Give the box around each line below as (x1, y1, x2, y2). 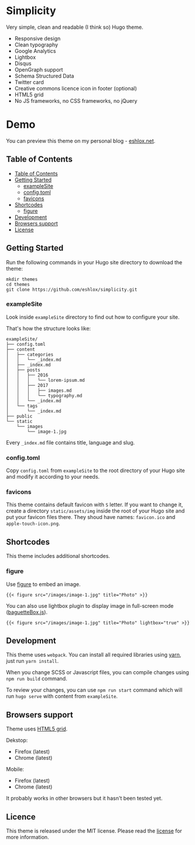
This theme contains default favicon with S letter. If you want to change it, (6, 501, 183, 509)
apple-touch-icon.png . (6, 520, 60, 527)
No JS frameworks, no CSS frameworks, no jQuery (14, 97, 138, 104)
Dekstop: (6, 737, 28, 744)
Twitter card (14, 78, 44, 86)
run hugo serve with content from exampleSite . (6, 693, 118, 700)
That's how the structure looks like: (6, 325, 91, 332)
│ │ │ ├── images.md (6, 388, 72, 393)
